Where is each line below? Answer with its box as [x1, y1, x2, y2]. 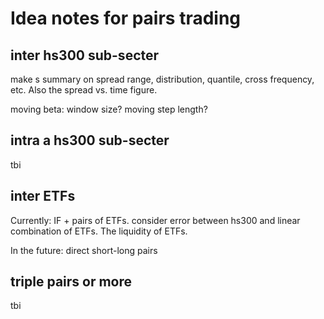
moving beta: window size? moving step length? [10, 103, 208, 115]
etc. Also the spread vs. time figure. [10, 84, 158, 96]
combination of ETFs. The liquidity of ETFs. [10, 225, 188, 237]
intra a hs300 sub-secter [10, 132, 170, 149]
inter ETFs [10, 188, 76, 205]
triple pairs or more [10, 273, 133, 291]
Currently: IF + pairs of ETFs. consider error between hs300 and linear [10, 214, 301, 226]
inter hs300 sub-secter [10, 47, 160, 64]
